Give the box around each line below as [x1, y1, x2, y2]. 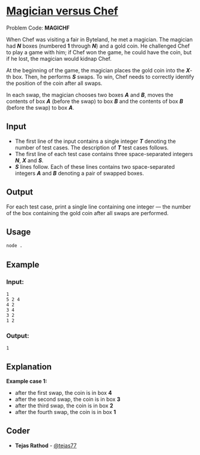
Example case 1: [6, 378, 47, 385]
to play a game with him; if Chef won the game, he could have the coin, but [6, 48, 192, 55]
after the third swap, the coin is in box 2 [14, 402, 114, 409]
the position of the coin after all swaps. [6, 80, 103, 87]
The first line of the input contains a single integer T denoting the [14, 137, 176, 145]
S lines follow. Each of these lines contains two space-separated [14, 163, 175, 170]
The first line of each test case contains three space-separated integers [14, 150, 193, 157]
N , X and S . [14, 157, 44, 164]
